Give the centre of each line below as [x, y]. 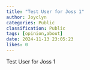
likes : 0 [17, 45]
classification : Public [36, 28]
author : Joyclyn [26, 17]
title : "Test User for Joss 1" [45, 12]
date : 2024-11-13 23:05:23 [40, 39]
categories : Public [31, 23]
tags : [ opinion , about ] [34, 34]
